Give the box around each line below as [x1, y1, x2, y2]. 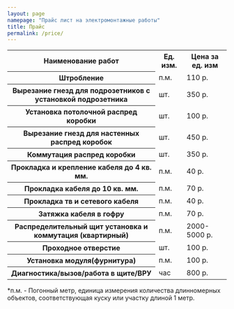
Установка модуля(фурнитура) [26, 255, 136, 265]
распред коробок [50, 137, 113, 146]
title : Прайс [7, 23, 45, 30]
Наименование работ [43, 56, 120, 66]
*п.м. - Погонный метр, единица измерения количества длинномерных [7, 286, 221, 294]
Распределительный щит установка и [15, 221, 148, 231]
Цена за [191, 52, 219, 61]
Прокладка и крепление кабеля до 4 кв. [10, 162, 152, 172]
